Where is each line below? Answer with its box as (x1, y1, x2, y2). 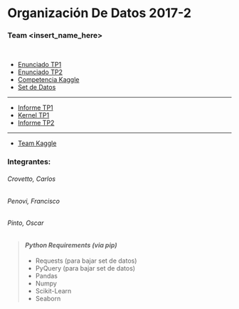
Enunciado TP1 (17, 61, 62, 69)
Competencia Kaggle (17, 75, 80, 84)
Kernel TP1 (17, 111, 50, 120)
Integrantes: (7, 157, 51, 167)
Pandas (35, 272, 58, 281)
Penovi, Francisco (7, 197, 60, 205)
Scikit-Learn (35, 287, 72, 295)
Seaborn (35, 294, 61, 303)
